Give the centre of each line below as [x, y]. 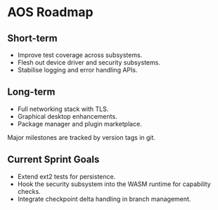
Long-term [31, 92]
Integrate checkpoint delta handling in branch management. [104, 199]
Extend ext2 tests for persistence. [66, 176]
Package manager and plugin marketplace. [79, 124]
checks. [29, 191]
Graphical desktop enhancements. [67, 116]
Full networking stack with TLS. [63, 109]
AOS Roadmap [50, 12]
